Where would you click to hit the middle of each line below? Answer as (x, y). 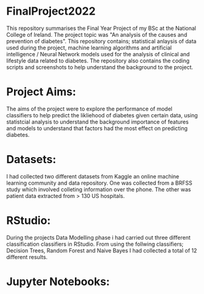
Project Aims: (41, 92)
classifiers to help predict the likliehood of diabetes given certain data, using (102, 115)
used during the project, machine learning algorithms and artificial (89, 48)
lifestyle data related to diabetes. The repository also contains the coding (98, 61)
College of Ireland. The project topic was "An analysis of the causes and (97, 34)
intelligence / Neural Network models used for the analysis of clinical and (98, 54)
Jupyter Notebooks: (58, 281)
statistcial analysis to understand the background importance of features (97, 122)
